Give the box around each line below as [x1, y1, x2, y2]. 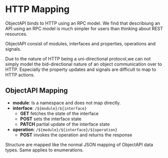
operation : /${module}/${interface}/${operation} [12, 126, 118, 132]
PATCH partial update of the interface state [20, 121, 110, 127]
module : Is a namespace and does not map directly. [12, 100, 121, 106]
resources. [5, 31, 28, 37]
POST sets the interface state [20, 116, 82, 122]
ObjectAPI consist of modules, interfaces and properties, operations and [5, 40, 156, 46]
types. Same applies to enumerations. [5, 147, 84, 153]
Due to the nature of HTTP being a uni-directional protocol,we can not [5, 55, 151, 61]
